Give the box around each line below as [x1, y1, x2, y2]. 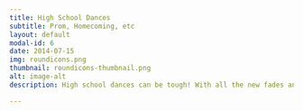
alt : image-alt [9, 72, 67, 81]
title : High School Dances [9, 13, 111, 23]
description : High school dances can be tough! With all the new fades [9, 80, 284, 89]
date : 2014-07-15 [9, 47, 75, 56]
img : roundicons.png [9, 55, 87, 64]
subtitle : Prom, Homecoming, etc [9, 22, 135, 31]
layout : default [9, 30, 70, 39]
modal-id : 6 [9, 38, 54, 48]
